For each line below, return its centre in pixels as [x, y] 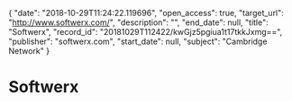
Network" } [29, 51]
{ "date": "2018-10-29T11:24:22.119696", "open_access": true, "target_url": [146, 13]
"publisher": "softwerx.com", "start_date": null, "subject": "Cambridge [138, 41]
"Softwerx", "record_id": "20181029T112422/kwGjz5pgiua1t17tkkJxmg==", [146, 32]
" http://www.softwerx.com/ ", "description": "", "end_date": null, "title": [139, 22]
